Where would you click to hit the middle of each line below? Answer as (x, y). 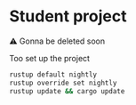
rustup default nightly (53, 74)
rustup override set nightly (63, 83)
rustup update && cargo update (67, 91)
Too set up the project (50, 58)
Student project (68, 16)
